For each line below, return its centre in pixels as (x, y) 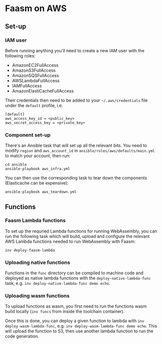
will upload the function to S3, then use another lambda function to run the (79, 331)
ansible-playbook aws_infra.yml (37, 169)
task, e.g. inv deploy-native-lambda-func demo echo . (58, 283)
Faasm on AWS (36, 8)
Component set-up (28, 135)
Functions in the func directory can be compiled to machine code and (74, 273)
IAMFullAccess (27, 86)
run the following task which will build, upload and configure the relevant (77, 236)
